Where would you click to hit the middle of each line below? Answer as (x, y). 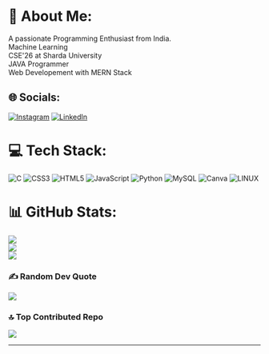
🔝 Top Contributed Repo (56, 316)
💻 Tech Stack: (58, 150)
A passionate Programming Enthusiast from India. (90, 38)
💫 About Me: (50, 16)
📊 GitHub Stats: (63, 212)
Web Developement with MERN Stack (70, 72)
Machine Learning (38, 46)
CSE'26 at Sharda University (55, 55)
